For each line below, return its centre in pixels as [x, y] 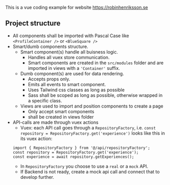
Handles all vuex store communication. [69, 57]
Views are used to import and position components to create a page [92, 106]
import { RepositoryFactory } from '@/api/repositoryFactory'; [81, 148]
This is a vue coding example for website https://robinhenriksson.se [77, 7]
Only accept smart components [61, 111]
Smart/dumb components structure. [50, 46]
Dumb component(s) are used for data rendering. [72, 73]
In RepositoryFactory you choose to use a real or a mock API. [84, 166]
